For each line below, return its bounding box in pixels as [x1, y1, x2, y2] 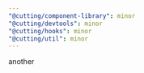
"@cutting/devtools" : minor [8, 19, 104, 28]
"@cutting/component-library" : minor [8, 11, 136, 20]
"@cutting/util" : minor [8, 34, 89, 43]
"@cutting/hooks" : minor [8, 27, 92, 35]
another [8, 57, 35, 67]
